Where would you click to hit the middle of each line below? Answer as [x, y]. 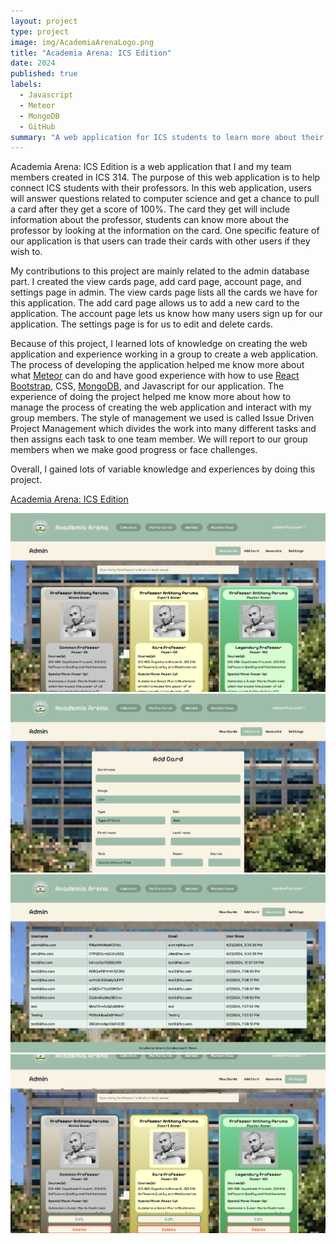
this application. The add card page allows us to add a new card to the [155, 303]
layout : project [44, 21]
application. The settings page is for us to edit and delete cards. [141, 324]
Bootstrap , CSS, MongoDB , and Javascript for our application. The [147, 386]
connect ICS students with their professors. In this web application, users [161, 188]
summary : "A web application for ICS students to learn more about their [167, 137]
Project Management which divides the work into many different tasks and [163, 429]
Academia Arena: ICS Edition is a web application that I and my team [151, 167]
